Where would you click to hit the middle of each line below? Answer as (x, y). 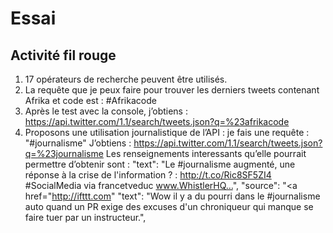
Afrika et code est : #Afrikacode (90, 100)
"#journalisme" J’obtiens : (78, 143)
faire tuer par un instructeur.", (85, 217)
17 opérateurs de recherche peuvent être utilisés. (126, 79)
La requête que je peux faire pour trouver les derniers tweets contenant (172, 90)
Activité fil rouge (63, 55)
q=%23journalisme (64, 153)
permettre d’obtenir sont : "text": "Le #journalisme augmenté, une (160, 164)
